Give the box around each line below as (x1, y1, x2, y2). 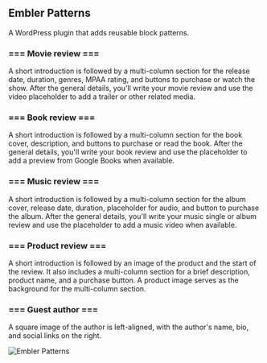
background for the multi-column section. (8, 284, 146, 293)
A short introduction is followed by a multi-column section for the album (8, 194, 247, 204)
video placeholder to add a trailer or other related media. (8, 92, 195, 101)
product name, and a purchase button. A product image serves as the (8, 275, 239, 285)
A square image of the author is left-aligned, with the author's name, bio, (8, 322, 249, 332)
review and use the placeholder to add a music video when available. (8, 220, 237, 229)
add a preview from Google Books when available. (8, 156, 175, 166)
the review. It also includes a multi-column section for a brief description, (8, 267, 251, 276)
